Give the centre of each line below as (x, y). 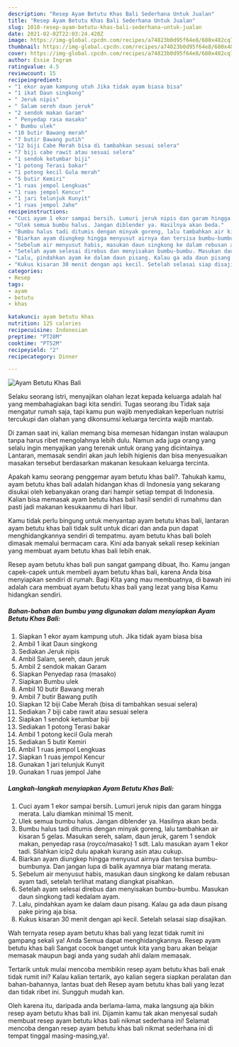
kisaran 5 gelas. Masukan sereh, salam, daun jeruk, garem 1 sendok (117, 836)
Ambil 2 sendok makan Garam (62, 667)
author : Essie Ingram (40, 60)
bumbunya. (35, 867)
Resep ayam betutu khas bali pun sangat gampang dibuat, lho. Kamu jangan (119, 565)
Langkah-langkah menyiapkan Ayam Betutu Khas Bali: (91, 788)
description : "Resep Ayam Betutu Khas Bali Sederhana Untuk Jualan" (111, 14)
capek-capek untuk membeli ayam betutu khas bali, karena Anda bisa (110, 572)
